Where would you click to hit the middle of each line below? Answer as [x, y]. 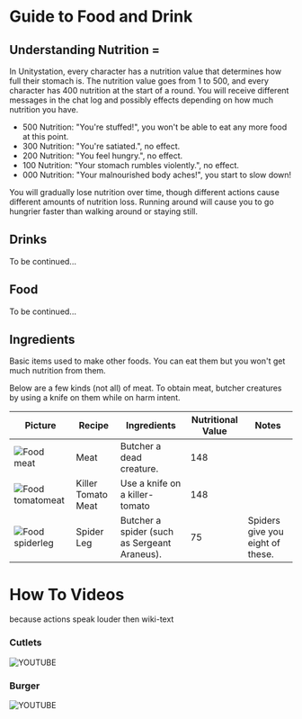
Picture [40, 426]
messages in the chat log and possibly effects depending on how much [142, 100]
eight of [264, 544]
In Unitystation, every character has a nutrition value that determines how [145, 71]
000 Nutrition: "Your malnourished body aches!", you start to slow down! [157, 175]
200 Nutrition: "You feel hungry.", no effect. [102, 156]
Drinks [28, 240]
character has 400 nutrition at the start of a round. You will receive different [149, 90]
